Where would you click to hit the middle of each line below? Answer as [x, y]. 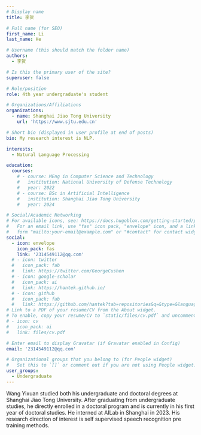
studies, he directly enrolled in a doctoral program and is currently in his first [100, 406]
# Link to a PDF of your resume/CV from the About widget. [81, 310]
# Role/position [26, 88]
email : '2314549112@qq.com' [41, 349]
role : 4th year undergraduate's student [57, 94]
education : [20, 166]
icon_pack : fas [36, 249]
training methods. [28, 425]
